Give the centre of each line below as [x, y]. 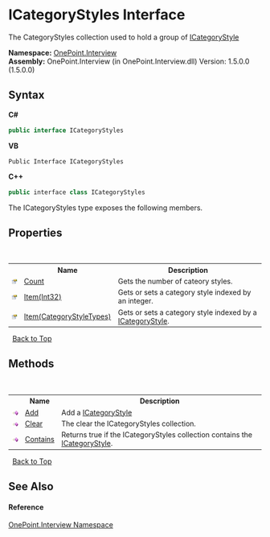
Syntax [27, 95]
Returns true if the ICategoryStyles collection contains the [157, 435]
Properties [35, 232]
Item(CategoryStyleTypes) [67, 316]
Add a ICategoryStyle [97, 412]
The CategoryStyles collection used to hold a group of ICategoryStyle [124, 37]
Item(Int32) [43, 296]
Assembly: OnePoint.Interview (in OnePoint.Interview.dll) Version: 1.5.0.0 [129, 61]
